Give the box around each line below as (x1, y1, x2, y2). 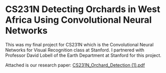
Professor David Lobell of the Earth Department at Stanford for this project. (5, 52, 162, 58)
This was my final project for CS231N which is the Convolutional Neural (5, 41, 154, 47)
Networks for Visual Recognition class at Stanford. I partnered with (5, 47, 145, 53)
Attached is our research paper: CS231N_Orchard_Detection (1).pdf (5, 62, 145, 68)
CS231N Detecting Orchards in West (5, 4, 160, 15)
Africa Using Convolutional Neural (5, 14, 152, 26)
